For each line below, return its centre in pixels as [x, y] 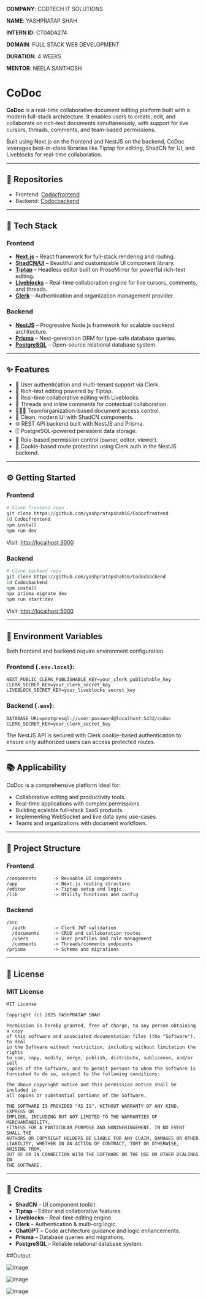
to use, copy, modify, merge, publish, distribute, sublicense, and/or [100, 1058]
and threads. [31, 289]
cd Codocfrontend [29, 519]
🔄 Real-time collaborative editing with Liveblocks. [77, 397]
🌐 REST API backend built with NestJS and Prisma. [79, 423]
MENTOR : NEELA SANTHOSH [44, 68]
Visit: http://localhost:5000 [40, 611]
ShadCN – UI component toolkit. [56, 1204]
